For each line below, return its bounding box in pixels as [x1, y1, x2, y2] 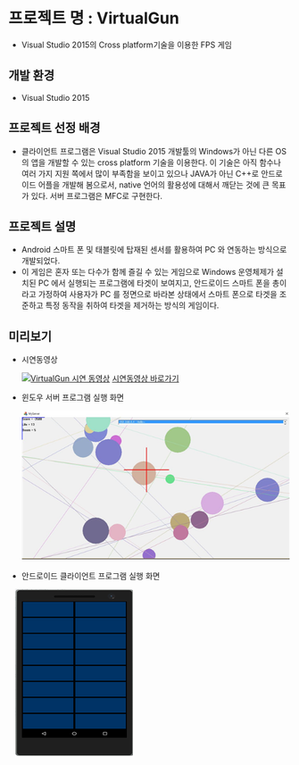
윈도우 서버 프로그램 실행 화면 [21, 392, 124, 403]
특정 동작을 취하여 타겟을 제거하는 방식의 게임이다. [45, 300, 220, 311]
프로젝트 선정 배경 [8, 121, 101, 136]
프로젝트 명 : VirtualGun [8, 8, 179, 29]
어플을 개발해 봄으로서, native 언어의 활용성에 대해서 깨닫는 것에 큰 [37, 179, 270, 190]
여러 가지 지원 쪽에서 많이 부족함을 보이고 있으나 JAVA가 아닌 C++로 [21, 168, 260, 179]
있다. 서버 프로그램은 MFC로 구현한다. [30, 190, 162, 201]
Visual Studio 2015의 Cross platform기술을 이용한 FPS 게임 [21, 39, 233, 50]
